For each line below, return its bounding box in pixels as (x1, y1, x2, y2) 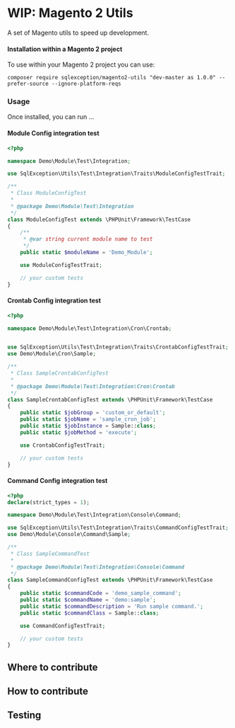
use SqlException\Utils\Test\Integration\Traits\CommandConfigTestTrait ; (7, 524, 229, 532)
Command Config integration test (7, 477, 108, 485)
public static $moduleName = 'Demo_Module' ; (20, 249, 153, 256)
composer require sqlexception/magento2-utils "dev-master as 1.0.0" (7, 74, 217, 81)
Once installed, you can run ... (7, 113, 95, 121)
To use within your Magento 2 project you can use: (7, 60, 155, 69)
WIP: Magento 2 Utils (7, 5, 133, 21)
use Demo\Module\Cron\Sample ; (7, 351, 97, 358)
